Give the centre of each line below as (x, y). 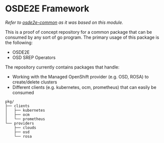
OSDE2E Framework (47, 9)
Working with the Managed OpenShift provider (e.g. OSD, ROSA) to (81, 76)
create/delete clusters (35, 82)
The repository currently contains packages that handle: (62, 67)
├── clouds (25, 128)
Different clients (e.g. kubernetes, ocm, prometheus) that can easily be (84, 87)
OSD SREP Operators (34, 57)
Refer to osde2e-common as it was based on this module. (64, 22)
